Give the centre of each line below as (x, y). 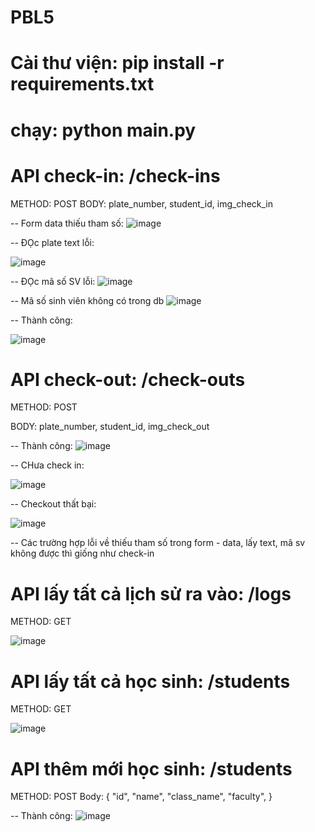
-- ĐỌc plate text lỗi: (52, 242)
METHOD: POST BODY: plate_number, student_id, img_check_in (141, 203)
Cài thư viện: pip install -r (117, 63)
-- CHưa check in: (47, 465)
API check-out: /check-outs (128, 379)
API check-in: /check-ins (115, 175)
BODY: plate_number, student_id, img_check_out (110, 427)
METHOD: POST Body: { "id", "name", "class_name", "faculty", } (141, 797)
